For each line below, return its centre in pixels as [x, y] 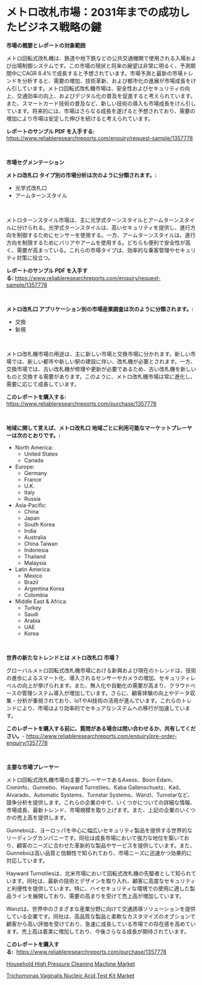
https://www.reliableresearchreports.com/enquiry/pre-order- [102, 736]
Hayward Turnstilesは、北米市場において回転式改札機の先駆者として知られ [99, 873]
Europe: [25, 467]
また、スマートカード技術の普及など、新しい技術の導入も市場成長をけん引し [101, 103]
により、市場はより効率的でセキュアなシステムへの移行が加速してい [101, 708]
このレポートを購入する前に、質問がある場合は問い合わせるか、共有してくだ [101, 728]
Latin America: [33, 569]
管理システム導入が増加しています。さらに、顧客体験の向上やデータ [106, 693]
